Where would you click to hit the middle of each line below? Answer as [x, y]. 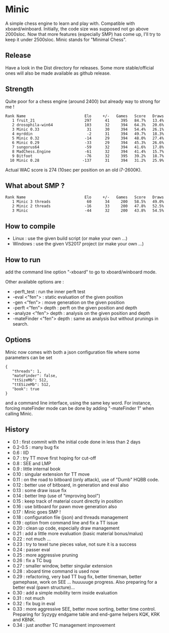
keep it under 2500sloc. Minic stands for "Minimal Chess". [66, 40]
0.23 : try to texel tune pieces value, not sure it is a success [74, 544]
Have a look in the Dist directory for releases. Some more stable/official [80, 67]
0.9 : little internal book [36, 469]
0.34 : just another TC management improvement [64, 625]
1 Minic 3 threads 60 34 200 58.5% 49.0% [88, 202]
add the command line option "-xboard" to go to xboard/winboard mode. [81, 272]
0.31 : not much [29, 598]
